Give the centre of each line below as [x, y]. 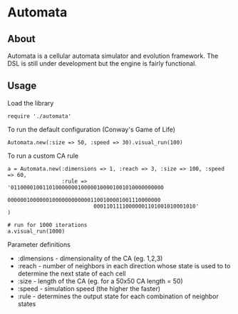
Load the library [31, 103]
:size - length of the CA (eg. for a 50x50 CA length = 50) [100, 281]
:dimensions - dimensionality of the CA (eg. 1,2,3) [90, 258]
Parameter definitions [39, 244]
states [27, 303]
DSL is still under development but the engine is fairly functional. [102, 64]
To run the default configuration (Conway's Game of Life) [92, 129]
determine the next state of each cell [72, 273]
